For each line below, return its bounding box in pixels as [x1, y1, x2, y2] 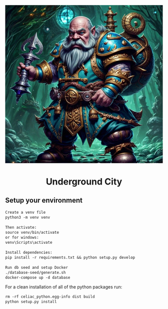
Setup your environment [5, 196, 82, 205]
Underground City [45, 176, 122, 188]
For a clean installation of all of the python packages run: [5, 284, 122, 290]
